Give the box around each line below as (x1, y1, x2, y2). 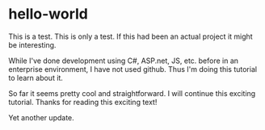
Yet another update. (8, 112, 74, 122)
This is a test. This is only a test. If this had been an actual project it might (8, 31, 253, 41)
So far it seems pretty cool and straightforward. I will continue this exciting (8, 88, 256, 98)
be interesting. (8, 40, 57, 49)
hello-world (8, 5, 89, 23)
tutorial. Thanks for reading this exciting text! (8, 97, 158, 107)
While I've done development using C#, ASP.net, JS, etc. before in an (8, 56, 239, 65)
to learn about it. (8, 73, 63, 82)
